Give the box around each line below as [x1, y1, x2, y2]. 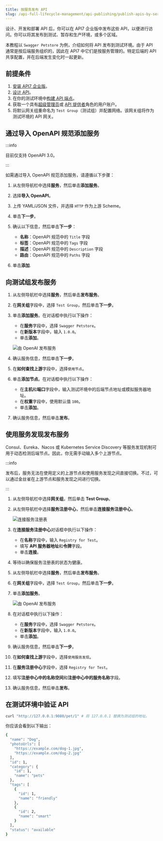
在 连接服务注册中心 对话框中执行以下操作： [12, 527, 98, 533]
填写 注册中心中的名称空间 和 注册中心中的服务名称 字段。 [12, 675, 123, 680]
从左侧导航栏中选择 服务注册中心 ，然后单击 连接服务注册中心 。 [12, 506, 136, 512]
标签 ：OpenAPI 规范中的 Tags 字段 [19, 240, 89, 246]
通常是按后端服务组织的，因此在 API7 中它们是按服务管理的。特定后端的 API [5, 48, 157, 54]
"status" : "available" [10, 827, 56, 832]
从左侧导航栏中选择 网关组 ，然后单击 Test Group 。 [12, 496, 113, 501]
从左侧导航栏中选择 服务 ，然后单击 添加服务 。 [12, 182, 102, 188]
